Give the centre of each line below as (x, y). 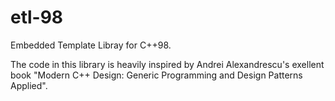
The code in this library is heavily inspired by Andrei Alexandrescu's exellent (167, 64)
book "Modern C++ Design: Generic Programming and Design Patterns (156, 75)
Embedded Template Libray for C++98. (91, 45)
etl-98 (37, 17)
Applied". (29, 85)
